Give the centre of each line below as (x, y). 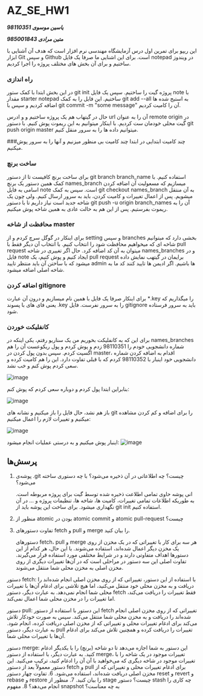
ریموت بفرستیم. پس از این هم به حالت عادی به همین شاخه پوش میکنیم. (87, 208)
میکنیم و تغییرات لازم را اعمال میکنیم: (49, 419)
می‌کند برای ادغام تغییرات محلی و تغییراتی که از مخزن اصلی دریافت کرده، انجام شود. (102, 623)
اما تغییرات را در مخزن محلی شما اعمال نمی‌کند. (61, 599)
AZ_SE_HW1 (38, 11)
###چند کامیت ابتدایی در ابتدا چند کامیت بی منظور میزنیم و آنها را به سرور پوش (96, 141)
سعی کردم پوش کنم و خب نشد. (43, 366)
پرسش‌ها (22, 461)
